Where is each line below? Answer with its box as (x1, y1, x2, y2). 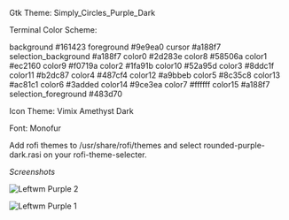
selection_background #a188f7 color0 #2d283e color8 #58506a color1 (9, 51, 268, 61)
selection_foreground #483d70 (9, 88, 122, 99)
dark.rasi (9, 149, 42, 160)
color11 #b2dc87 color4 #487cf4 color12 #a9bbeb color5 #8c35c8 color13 (9, 70, 281, 80)
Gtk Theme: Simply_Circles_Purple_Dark (9, 8, 156, 18)
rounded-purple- (203, 140, 266, 150)
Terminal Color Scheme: (9, 25, 98, 34)
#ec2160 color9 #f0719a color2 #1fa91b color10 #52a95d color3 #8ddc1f (9, 61, 275, 71)
